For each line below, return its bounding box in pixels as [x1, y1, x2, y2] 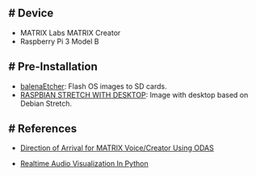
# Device [8, 6, 54, 20]
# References [8, 122, 78, 136]
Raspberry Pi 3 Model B [19, 36, 99, 46]
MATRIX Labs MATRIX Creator [19, 27, 121, 37]
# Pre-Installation [8, 60, 99, 73]
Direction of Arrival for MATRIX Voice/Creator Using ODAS [19, 143, 214, 153]
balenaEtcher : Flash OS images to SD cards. [19, 81, 167, 91]
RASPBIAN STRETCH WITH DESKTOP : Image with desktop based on [19, 90, 249, 99]
